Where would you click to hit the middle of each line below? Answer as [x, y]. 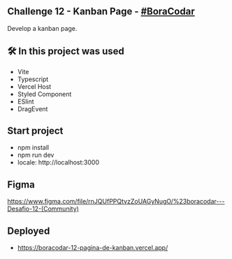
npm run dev [36, 155]
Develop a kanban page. [42, 28]
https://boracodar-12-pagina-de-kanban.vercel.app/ [93, 248]
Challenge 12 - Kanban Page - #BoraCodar [101, 12]
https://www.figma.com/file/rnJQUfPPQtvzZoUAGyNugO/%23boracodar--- [116, 202]
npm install [33, 148]
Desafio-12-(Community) [43, 209]
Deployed [29, 231]
